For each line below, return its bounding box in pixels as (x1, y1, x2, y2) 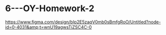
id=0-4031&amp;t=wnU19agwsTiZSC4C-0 (5, 24, 92, 30)
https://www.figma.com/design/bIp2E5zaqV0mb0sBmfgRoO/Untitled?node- (5, 19, 161, 25)
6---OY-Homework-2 (5, 3, 94, 14)
